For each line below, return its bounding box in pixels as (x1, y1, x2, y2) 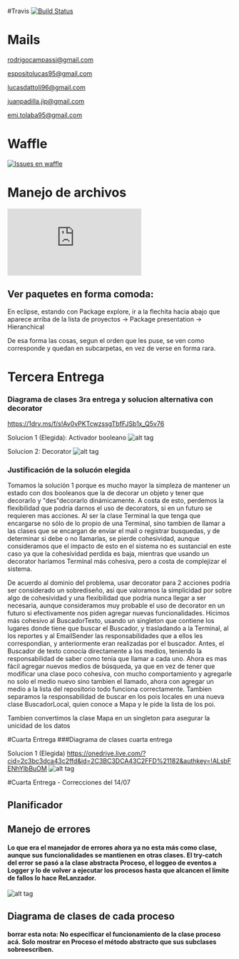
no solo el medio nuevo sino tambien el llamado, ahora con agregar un (7, 677, 214, 686)
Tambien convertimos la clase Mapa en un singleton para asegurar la (7, 714, 210, 722)
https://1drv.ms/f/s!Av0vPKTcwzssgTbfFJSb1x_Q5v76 (7, 419, 165, 428)
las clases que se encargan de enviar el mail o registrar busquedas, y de (7, 527, 220, 535)
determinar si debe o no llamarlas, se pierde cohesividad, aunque (7, 535, 200, 543)
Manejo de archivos (7, 184, 127, 201)
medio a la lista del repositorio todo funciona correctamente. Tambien (7, 685, 213, 693)
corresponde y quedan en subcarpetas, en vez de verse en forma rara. (7, 344, 216, 352)
